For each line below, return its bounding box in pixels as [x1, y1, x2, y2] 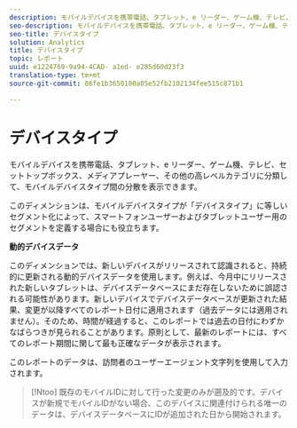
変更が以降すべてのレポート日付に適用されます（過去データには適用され [24, 304, 288, 315]
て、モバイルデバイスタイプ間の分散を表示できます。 [9, 181, 202, 192]
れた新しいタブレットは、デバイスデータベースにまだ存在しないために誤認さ [9, 281, 288, 293]
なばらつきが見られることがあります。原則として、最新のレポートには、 [9, 326, 272, 337]
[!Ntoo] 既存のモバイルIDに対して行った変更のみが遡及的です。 [30, 386, 261, 397]
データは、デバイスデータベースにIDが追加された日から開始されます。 [30, 408, 286, 419]
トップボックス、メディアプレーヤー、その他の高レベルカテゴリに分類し [24, 170, 288, 180]
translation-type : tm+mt [9, 71, 101, 80]
